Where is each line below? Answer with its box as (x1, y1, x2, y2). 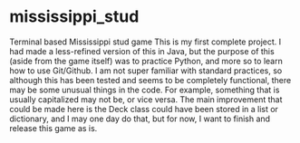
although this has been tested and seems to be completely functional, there (9, 74, 292, 85)
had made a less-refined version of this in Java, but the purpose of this (9, 45, 275, 56)
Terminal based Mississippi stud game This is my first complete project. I (9, 36, 282, 47)
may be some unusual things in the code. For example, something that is (9, 84, 280, 95)
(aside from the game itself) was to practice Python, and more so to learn (9, 55, 283, 66)
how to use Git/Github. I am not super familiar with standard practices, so (9, 65, 283, 76)
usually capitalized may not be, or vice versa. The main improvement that (9, 93, 283, 105)
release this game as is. (9, 122, 98, 133)
